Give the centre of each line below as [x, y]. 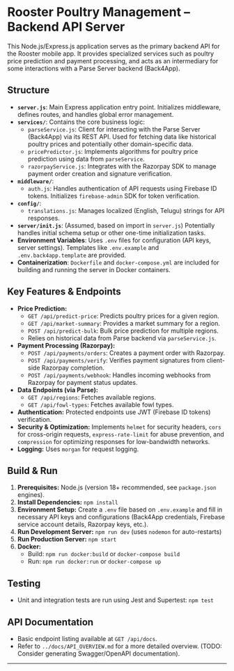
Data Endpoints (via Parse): [58, 390]
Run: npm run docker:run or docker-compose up [94, 562]
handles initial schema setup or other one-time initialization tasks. [111, 232]
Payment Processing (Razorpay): [66, 345]
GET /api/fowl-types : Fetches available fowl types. [101, 404]
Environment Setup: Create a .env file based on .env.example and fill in [120, 510]
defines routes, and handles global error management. [95, 114]
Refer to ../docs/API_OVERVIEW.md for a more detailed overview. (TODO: [120, 646]
